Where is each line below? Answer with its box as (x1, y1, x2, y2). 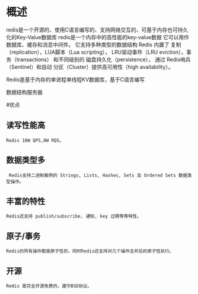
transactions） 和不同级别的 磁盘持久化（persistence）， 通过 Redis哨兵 (16, 56, 191, 63)
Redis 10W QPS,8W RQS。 (6, 137, 64, 143)
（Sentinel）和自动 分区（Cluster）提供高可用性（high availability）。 (6, 63, 174, 70)
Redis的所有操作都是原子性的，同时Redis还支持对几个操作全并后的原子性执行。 (6, 248, 174, 254)
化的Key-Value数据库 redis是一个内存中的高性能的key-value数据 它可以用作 (6, 33, 190, 40)
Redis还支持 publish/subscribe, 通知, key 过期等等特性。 (6, 213, 142, 220)
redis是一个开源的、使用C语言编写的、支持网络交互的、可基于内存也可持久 (6, 26, 189, 33)
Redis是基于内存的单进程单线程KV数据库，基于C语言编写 (6, 75, 145, 83)
